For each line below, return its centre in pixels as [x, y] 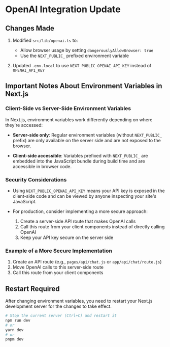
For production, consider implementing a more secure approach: [80, 211]
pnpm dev [14, 339]
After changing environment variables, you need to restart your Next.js [79, 301]
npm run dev [18, 320]
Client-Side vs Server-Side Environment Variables [68, 109]
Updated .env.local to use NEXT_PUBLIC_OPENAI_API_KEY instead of [82, 65]
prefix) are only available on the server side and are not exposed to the [87, 140]
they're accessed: [24, 125]
